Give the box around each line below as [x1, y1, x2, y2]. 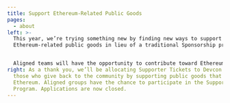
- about [13, 23, 36, 29]
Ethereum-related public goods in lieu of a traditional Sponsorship [13, 42, 216, 48]
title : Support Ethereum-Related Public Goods [7, 10, 142, 17]
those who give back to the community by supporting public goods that [13, 72, 222, 79]
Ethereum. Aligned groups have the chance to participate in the [13, 79, 204, 86]
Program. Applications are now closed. [13, 85, 127, 92]
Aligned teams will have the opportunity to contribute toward [13, 60, 197, 67]
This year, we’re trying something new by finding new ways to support [13, 35, 222, 42]
